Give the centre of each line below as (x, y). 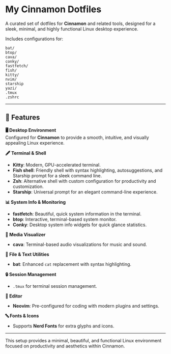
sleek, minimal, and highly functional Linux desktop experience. (72, 29)
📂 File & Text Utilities (27, 254)
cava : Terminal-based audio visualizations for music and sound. (80, 244)
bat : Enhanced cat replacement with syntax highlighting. (72, 264)
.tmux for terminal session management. (55, 286)
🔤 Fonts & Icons (22, 316)
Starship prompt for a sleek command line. (57, 175)
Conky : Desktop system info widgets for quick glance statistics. (80, 225)
